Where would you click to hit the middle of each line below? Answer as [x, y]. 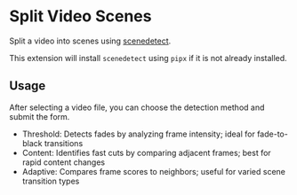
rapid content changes [64, 162]
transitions [64, 143]
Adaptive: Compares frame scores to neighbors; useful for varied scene [154, 171]
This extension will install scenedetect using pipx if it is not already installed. [148, 58]
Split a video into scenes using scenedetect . [90, 41]
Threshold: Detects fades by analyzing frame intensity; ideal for [138, 134]
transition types [51, 181]
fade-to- [273, 134]
